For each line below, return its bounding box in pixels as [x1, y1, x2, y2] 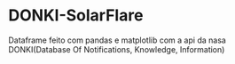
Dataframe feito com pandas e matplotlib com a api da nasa [8, 35, 227, 45]
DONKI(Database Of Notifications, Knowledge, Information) [8, 44, 225, 54]
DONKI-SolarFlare [8, 5, 144, 26]
